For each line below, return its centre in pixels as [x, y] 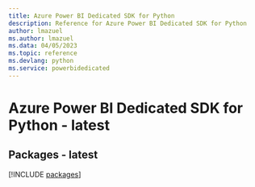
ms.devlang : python [41, 61]
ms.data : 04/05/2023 [43, 46]
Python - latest [59, 125]
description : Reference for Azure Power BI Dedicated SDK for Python [128, 23]
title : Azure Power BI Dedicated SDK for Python [92, 16]
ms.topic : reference [43, 53]
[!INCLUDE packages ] [45, 174]
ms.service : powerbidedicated [59, 69]
